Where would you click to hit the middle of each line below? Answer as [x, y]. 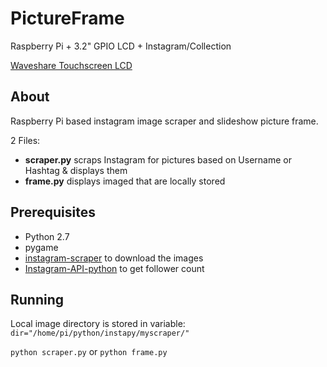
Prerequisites [53, 212]
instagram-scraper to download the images [114, 258]
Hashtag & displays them [76, 170]
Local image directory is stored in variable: [98, 324]
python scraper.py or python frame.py [89, 352]
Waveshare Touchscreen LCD [71, 65]
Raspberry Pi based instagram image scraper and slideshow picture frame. [164, 121]
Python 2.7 [47, 236]
